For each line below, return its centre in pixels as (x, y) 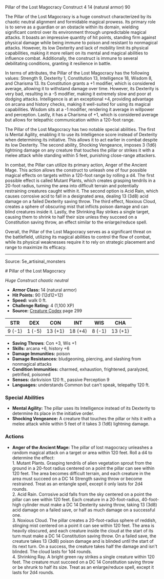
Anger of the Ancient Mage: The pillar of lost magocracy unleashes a (82, 447)
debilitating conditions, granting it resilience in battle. (58, 63)
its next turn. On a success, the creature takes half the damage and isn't (85, 546)
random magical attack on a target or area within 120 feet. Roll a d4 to (82, 453)
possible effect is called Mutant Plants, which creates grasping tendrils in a (80, 180)
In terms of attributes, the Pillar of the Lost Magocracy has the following (77, 73)
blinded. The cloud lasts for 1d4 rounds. (52, 552)
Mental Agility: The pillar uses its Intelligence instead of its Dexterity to (84, 408)
